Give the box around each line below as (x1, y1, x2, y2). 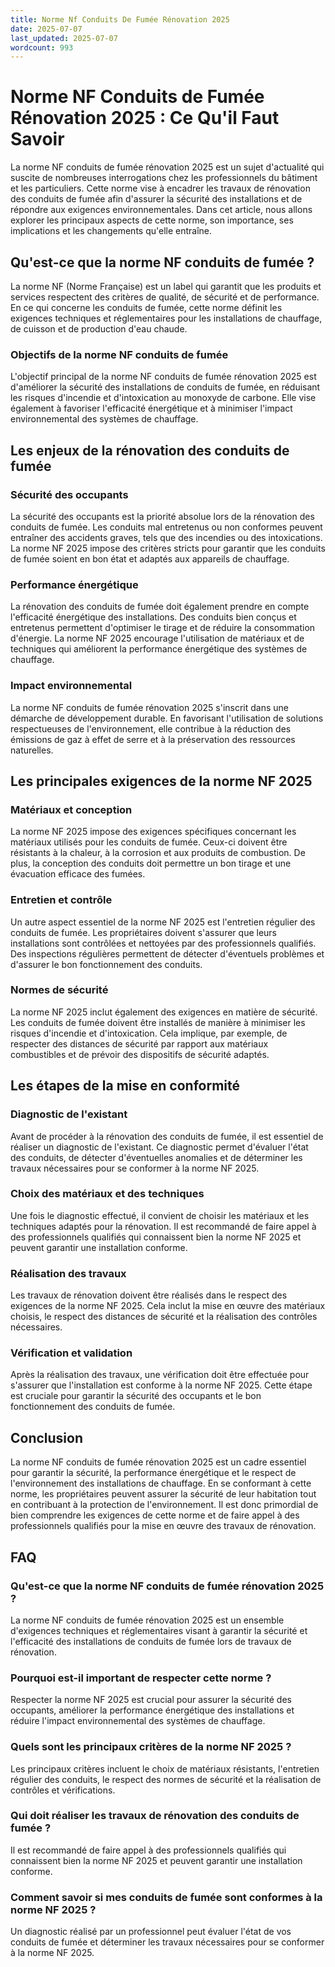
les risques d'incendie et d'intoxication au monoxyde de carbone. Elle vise (10, 392, 317, 404)
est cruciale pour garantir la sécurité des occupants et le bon (10, 1390, 262, 1402)
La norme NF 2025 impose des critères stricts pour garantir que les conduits (10, 542, 326, 554)
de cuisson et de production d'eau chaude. (10, 323, 188, 335)
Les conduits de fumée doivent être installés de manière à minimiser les (10, 1016, 306, 1028)
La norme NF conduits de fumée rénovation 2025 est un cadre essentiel (10, 1456, 307, 1468)
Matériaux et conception (10, 802, 133, 816)
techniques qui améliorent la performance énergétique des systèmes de (10, 643, 308, 655)
